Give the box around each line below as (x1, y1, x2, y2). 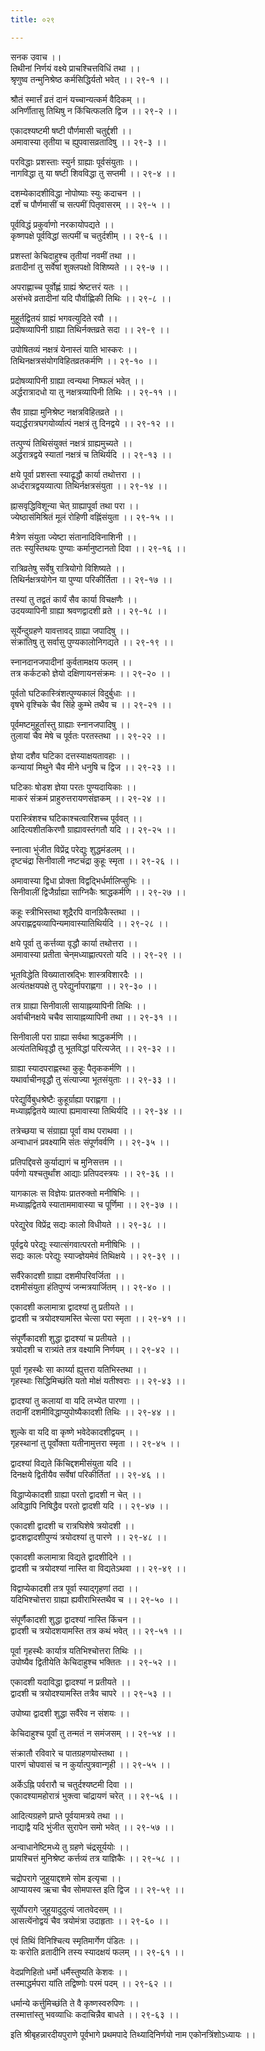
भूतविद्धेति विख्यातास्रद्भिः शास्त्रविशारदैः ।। (10, 968, 144, 980)
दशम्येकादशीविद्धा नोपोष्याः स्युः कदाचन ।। (10, 187, 142, 199)
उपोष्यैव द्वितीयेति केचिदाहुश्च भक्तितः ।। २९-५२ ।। (10, 1656, 177, 1668)
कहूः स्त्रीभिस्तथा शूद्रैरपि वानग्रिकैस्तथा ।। (10, 906, 141, 918)
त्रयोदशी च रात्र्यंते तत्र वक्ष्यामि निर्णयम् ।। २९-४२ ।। (10, 1343, 180, 1355)
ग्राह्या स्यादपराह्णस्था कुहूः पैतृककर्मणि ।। (10, 1062, 137, 1074)
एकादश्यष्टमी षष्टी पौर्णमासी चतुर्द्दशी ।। (10, 124, 133, 136)
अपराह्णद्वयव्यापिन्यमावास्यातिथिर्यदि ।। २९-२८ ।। (10, 917, 169, 929)
